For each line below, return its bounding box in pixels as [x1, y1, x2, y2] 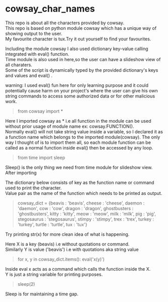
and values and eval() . [5, 72, 53, 78]
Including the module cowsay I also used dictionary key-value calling [5, 45, 149, 52]
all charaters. [5, 62, 33, 68]
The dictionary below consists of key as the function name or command [5, 179, 155, 185]
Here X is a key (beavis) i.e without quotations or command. [5, 241, 130, 247]
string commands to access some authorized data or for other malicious [5, 93, 155, 99]
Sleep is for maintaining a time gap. [5, 291, 79, 297]
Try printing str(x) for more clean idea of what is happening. [5, 231, 130, 237]
